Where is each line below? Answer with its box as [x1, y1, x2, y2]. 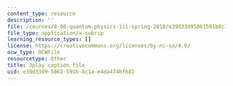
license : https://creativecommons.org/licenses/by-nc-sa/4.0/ [7, 42, 191, 49]
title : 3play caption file [7, 62, 85, 69]
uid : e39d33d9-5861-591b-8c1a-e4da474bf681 [7, 68, 135, 75]
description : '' [7, 17, 54, 24]
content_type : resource [7, 10, 76, 17]
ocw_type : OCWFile [7, 49, 60, 56]
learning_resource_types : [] [7, 36, 92, 43]
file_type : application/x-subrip [7, 29, 104, 37]
